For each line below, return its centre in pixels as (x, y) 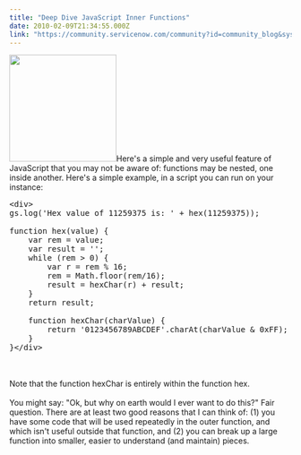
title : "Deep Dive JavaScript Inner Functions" (100, 17)
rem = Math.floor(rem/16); (106, 276)
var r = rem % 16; (87, 267)
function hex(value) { (59, 231)
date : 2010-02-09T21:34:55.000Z (69, 26)
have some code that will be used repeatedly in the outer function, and (140, 422)
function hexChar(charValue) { (97, 321)
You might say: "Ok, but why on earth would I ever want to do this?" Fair (142, 403)
